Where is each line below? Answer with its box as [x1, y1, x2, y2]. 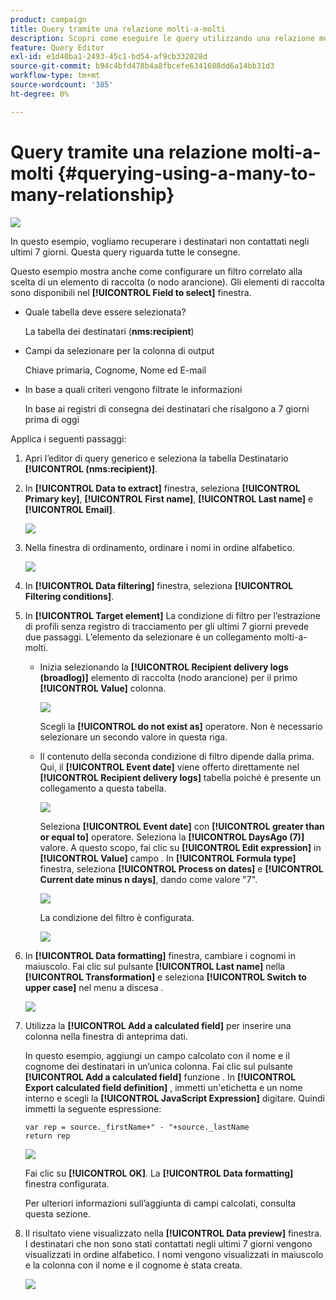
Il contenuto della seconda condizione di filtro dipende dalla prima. [39, 750, 315, 762]
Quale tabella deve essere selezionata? [24, 306, 187, 318]
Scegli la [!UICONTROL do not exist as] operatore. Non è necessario [39, 720, 323, 732]
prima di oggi [24, 413, 80, 425]
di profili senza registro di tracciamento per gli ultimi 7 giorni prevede [24, 620, 310, 632]
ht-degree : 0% [10, 89, 70, 99]
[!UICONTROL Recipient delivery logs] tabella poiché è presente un [39, 771, 322, 783]
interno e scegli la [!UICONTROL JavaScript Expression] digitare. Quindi [24, 1092, 325, 1104]
